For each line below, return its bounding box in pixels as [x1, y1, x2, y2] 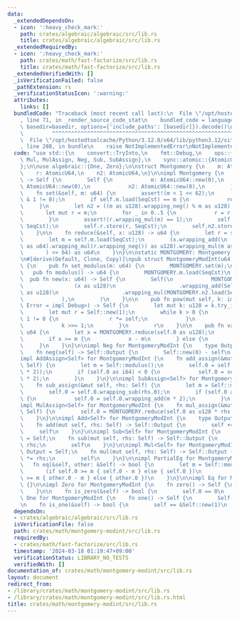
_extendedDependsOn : [14, 17, 75, 24]
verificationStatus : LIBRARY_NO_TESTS [14, 554, 129, 561]
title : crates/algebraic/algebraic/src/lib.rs [20, 37, 161, 44]
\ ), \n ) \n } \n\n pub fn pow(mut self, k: [20, 295, 224, 303]
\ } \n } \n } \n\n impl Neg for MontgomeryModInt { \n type [20, 342, 218, 349]
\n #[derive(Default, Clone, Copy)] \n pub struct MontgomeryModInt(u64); [20, 256, 237, 263]
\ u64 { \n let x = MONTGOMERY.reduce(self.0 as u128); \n [20, 329, 215, 336]
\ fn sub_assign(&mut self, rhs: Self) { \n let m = [20, 382, 208, 389]
